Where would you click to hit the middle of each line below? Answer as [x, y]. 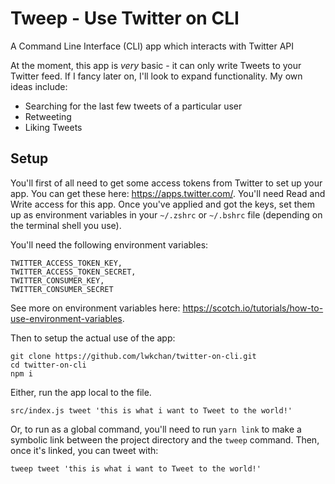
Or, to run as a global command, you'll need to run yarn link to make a [156, 429]
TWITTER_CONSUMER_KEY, [57, 280]
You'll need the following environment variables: [109, 244]
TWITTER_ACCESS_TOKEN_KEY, [66, 263]
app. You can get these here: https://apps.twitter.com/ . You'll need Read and [168, 193]
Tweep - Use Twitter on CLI [125, 18]
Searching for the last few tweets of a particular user [133, 106]
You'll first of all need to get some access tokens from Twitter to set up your [166, 183]
